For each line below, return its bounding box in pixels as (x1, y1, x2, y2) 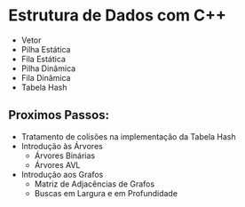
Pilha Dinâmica (20, 63, 76, 74)
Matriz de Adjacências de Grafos (34, 179, 155, 189)
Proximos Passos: (8, 107, 110, 123)
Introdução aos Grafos (20, 169, 104, 179)
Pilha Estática (20, 44, 71, 54)
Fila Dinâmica (20, 72, 71, 83)
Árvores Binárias (34, 150, 95, 161)
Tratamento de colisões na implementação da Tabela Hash (20, 131, 236, 142)
